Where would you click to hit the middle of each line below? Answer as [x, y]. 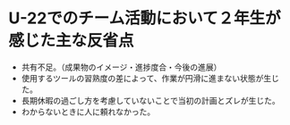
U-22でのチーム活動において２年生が [145, 18]
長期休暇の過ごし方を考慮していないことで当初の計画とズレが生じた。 [150, 100]
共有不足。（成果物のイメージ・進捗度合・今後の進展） [121, 67]
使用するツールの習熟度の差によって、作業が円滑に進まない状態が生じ [150, 78]
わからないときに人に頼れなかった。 [88, 112]
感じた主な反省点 [72, 41]
